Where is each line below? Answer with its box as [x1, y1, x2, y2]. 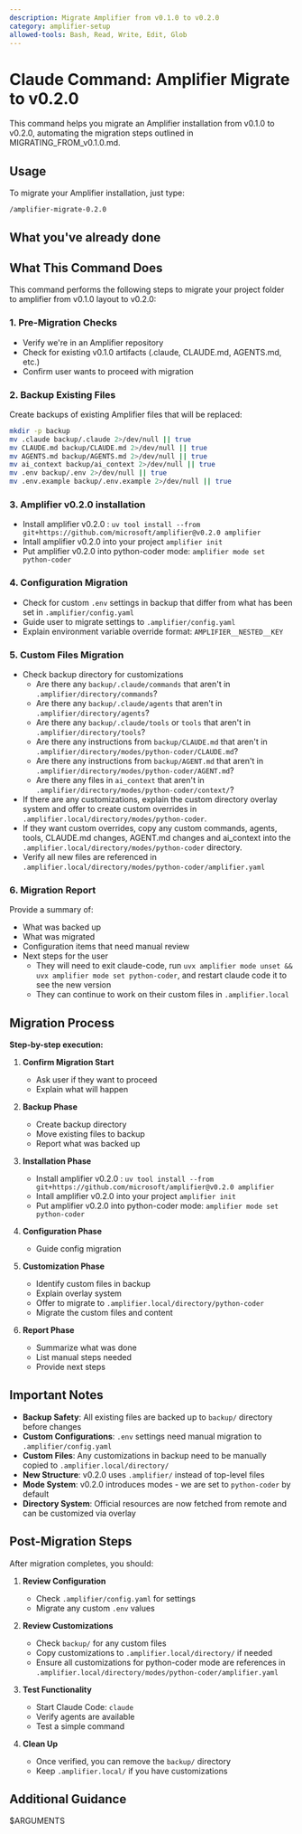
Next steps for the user [22, 950, 108, 961]
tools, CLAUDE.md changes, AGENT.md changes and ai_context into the [22, 832, 291, 843]
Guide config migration [35, 1243, 122, 1254]
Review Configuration [22, 1575, 106, 1586]
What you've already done [9, 230, 161, 245]
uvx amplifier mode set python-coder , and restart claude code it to [35, 969, 287, 981]
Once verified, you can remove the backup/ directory [35, 1755, 232, 1766]
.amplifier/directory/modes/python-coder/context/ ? [35, 784, 234, 795]
